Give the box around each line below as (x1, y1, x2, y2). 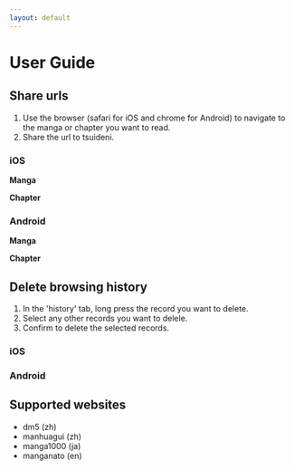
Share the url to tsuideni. (22, 131, 115, 142)
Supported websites (9, 398, 127, 413)
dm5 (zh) (22, 421, 57, 432)
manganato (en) (22, 450, 83, 461)
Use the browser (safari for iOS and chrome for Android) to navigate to (22, 112, 286, 123)
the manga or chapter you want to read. (22, 121, 171, 132)
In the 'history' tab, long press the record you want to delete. (22, 303, 249, 314)
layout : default (9, 13, 71, 23)
